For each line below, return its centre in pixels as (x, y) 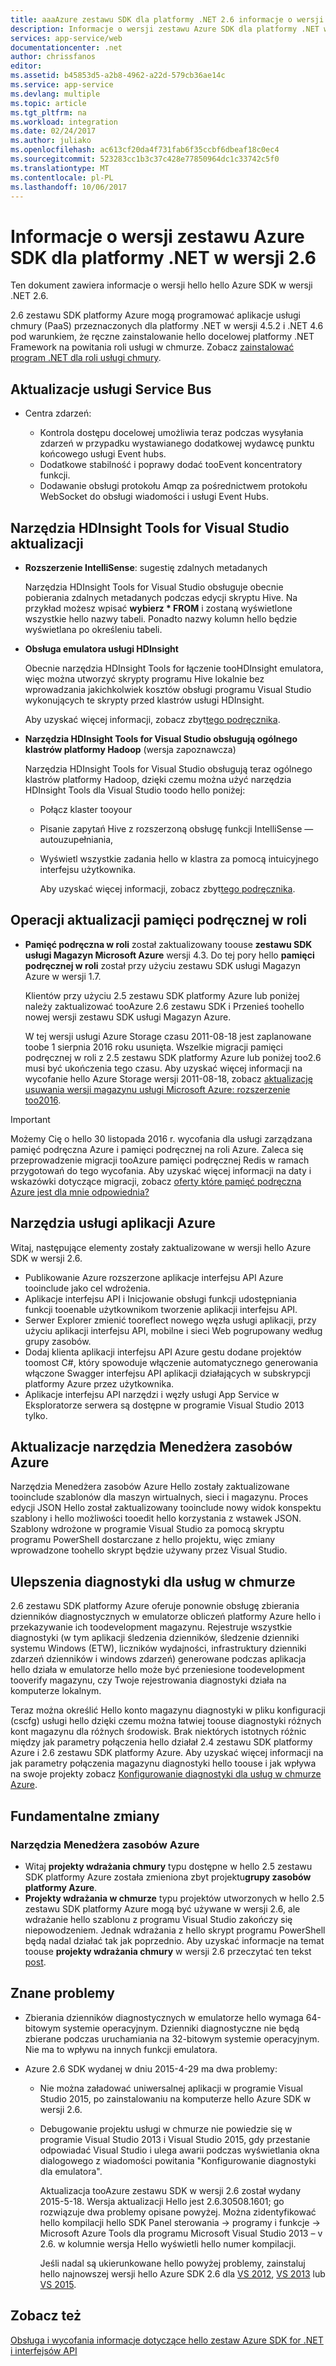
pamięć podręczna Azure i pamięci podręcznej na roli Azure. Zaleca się (157, 1149)
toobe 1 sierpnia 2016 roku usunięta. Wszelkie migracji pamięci (153, 1047)
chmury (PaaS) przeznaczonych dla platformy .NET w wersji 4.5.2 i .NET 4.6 (167, 326)
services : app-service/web (66, 38)
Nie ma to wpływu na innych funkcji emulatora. (121, 2049)
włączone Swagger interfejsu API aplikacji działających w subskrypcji (167, 1373)
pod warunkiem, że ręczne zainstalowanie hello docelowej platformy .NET (162, 337)
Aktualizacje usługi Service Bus (111, 389)
